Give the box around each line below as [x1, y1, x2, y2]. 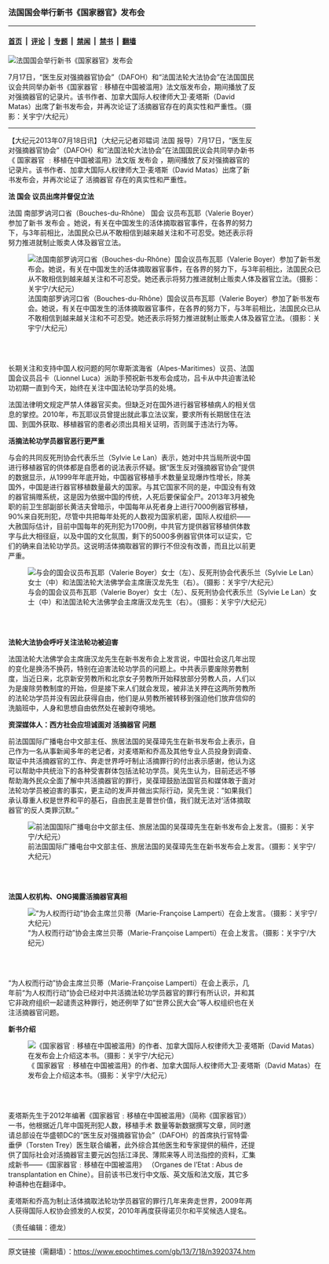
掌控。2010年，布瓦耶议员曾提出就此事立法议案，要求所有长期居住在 [21, 409, 244, 419]
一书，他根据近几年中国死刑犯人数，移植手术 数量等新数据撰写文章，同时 [8, 1120, 244, 1130]
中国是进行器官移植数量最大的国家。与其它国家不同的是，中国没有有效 [28, 482, 256, 492]
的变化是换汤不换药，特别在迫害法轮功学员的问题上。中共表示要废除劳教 [8, 664, 242, 673]
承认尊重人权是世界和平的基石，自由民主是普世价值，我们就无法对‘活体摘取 [8, 795, 251, 804]
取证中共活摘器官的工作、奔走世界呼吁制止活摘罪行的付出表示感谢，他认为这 [8, 756, 256, 765]
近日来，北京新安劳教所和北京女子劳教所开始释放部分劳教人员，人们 [28, 673, 249, 683]
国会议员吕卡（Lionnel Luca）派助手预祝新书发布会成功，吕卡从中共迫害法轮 [8, 373, 256, 383]
